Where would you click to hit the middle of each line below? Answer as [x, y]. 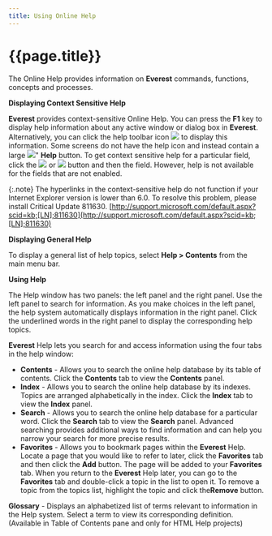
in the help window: [41, 354]
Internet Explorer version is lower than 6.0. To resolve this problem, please [133, 197]
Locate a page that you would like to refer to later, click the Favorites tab [142, 456]
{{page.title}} [55, 56]
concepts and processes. [51, 87]
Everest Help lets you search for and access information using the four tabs [135, 345]
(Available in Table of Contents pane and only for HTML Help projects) [126, 523]
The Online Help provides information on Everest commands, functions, [129, 79]
